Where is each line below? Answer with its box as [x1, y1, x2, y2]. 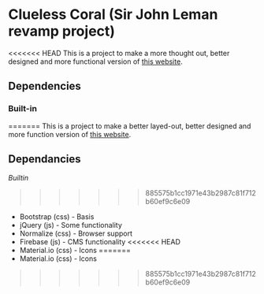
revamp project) [8, 22, 116, 40]
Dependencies [8, 80, 81, 93]
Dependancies [8, 152, 81, 166]
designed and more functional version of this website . [8, 57, 183, 66]
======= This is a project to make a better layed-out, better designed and [8, 121, 251, 131]
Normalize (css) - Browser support [19, 229, 132, 238]
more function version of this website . [8, 129, 132, 139]
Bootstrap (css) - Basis [19, 212, 95, 221]
